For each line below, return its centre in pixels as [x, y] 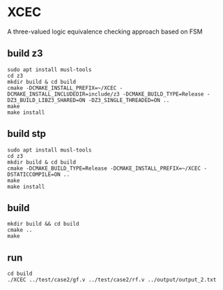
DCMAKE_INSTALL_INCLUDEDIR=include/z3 [63, 94]
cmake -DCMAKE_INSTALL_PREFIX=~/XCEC [62, 88]
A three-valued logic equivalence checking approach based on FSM [105, 31]
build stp [27, 134]
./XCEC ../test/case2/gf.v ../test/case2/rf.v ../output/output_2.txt [112, 280]
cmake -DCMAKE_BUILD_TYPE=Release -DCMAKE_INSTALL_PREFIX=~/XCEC [104, 168]
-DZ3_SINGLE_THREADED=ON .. [129, 100]
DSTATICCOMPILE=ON [34, 174]
